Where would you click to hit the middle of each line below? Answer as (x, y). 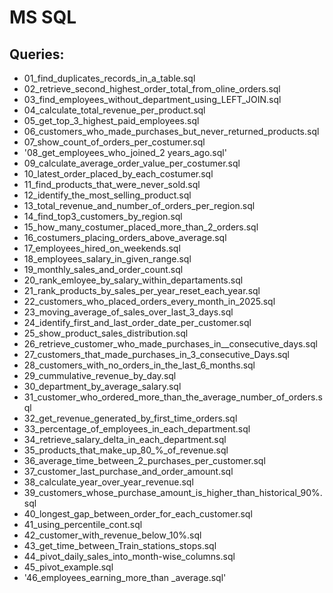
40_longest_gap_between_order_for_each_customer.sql (138, 514)
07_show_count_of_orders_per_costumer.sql (114, 142)
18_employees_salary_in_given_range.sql (107, 259)
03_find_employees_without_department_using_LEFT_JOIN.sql (152, 99)
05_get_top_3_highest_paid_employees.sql (111, 120)
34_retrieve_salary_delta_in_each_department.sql (125, 439)
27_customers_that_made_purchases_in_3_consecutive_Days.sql (157, 354)
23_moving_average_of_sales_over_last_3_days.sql (128, 312)
